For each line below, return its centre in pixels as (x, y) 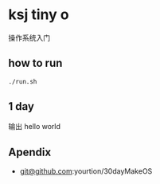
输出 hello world (35, 127)
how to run (35, 63)
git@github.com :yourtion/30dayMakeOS (86, 171)
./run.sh (23, 81)
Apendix (30, 152)
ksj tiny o (39, 15)
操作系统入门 (29, 37)
